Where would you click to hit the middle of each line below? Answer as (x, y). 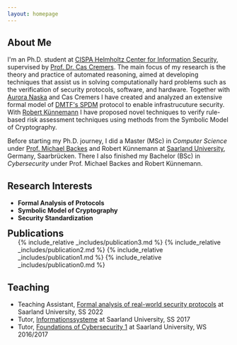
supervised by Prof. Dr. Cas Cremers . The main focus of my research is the (117, 67)
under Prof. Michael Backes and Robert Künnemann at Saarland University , (116, 149)
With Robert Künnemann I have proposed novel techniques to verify (106, 112)
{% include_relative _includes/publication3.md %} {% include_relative (119, 242)
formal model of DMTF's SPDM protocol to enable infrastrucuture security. (116, 105)
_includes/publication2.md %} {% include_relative (90, 250)
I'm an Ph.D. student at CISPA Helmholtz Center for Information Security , (113, 60)
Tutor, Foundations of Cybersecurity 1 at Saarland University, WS (112, 327)
